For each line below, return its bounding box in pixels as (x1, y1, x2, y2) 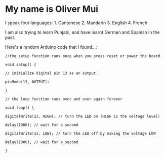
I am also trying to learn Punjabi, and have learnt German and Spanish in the (5, 29, 160, 35)
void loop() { (5, 105, 35, 110)
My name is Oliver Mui (5, 3, 99, 15)
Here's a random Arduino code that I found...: (5, 44, 97, 50)
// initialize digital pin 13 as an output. (5, 70, 98, 76)
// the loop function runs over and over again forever (5, 96, 123, 101)
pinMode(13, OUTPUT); (5, 79, 50, 84)
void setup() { (5, 62, 37, 67)
